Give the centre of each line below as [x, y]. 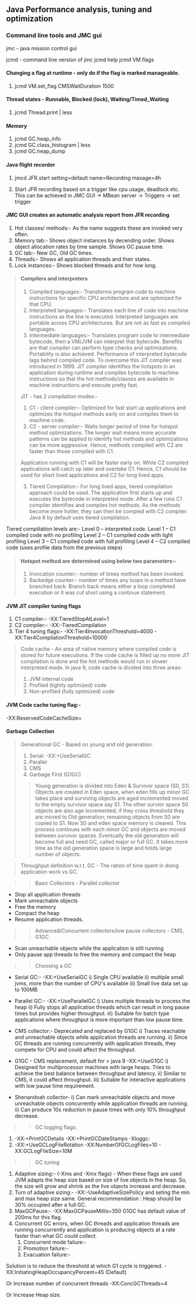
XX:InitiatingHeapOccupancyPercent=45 [55, 1272]
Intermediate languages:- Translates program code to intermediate [109, 335]
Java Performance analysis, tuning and [79, 10]
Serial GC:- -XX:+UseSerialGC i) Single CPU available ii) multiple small [99, 977]
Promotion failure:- [46, 1248]
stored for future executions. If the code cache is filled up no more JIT [105, 655]
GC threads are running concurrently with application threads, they [95, 1043]
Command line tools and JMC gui [54, 36]
